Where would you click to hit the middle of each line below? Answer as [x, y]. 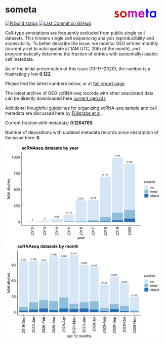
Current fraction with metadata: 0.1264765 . [49, 123]
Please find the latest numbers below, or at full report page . [65, 84]
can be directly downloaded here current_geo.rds [56, 98]
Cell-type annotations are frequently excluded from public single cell [75, 33]
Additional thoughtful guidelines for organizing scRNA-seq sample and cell [81, 108]
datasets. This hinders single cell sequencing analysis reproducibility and [80, 38]
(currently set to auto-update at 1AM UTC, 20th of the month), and [73, 48]
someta [21, 10]
